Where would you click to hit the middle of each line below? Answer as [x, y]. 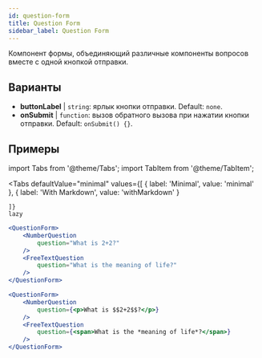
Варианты [35, 87]
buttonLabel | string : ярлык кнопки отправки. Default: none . [121, 107]
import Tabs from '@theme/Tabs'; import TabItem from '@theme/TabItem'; [131, 168]
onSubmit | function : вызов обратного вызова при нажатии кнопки [135, 115]
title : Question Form [44, 23]
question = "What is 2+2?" [79, 243]
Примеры [34, 149]
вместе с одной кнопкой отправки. [69, 62]
